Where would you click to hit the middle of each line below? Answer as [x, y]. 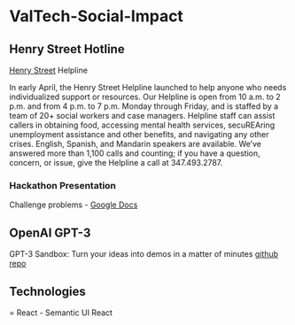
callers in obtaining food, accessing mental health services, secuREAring [142, 125]
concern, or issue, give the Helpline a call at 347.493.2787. [116, 162]
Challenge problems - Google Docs [74, 205]
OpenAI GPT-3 [50, 232]
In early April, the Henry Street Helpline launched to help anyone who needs [148, 87]
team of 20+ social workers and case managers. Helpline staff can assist [142, 116]
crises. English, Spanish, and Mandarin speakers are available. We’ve [135, 144]
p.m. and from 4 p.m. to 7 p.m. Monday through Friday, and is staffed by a [144, 106]
